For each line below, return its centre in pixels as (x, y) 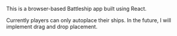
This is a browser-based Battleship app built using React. (77, 9)
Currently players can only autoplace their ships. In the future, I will (89, 20)
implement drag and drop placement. (52, 27)
